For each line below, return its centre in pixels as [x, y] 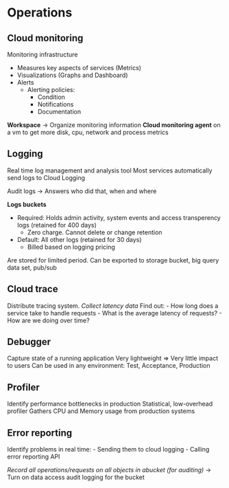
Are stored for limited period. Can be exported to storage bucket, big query [113, 260]
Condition [51, 97]
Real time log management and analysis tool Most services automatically [110, 170]
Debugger [29, 342]
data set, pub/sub [32, 267]
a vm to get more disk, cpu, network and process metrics [88, 132]
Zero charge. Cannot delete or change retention [95, 232]
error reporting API [34, 457]
